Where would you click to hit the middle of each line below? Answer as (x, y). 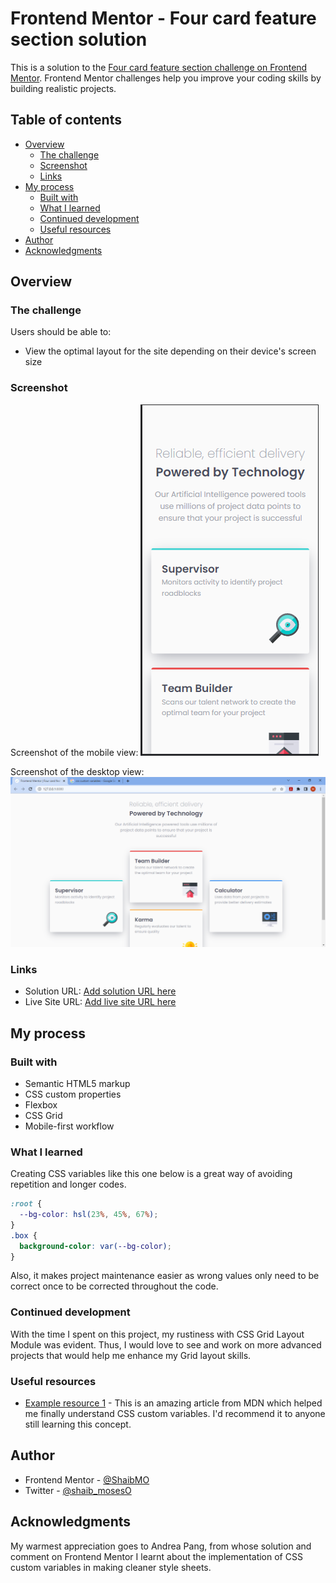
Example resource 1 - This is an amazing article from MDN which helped (173, 1403)
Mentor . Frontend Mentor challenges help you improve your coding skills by (166, 78)
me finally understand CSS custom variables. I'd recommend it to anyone (175, 1414)
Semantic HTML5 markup (77, 1083)
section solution (79, 39)
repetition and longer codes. (68, 1184)
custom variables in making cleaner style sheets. (111, 1567)
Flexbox (41, 1104)
